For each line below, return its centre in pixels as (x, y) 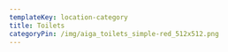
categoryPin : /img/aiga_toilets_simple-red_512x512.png (114, 33)
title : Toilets (37, 26)
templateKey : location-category (68, 17)
